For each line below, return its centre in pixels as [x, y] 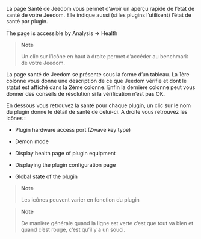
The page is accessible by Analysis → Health [62, 33]
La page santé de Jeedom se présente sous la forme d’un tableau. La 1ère [98, 74]
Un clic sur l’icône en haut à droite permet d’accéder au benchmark [104, 56]
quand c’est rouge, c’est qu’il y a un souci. [73, 229]
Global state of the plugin [46, 176]
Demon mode [32, 141]
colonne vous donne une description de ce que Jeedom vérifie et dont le [97, 81]
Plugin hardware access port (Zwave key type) [73, 130]
